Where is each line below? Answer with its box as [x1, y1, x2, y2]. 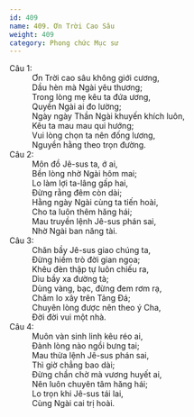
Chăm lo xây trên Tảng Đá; [32, 293, 131, 304]
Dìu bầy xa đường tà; [32, 274, 109, 285]
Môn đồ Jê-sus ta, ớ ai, [32, 159, 118, 169]
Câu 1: [9, 63, 33, 74]
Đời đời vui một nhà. [32, 312, 106, 322]
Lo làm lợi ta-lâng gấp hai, [32, 177, 129, 189]
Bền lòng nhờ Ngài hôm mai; [32, 168, 137, 179]
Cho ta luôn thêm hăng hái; [32, 206, 133, 217]
